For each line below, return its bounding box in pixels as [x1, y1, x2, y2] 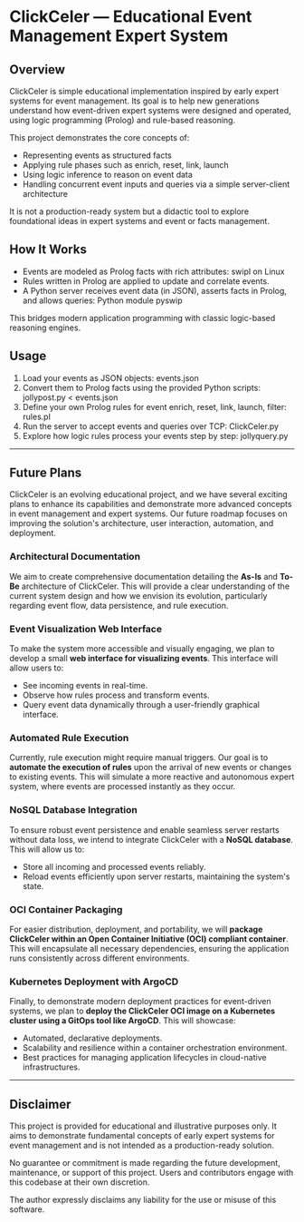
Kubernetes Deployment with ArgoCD [9, 975, 179, 988]
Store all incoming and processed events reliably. [22, 861, 206, 872]
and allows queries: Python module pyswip [22, 295, 183, 306]
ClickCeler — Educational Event [9, 6, 252, 27]
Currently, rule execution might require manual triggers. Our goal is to [9, 752, 269, 763]
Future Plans [9, 465, 82, 481]
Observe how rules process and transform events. [22, 689, 210, 700]
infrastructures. [22, 1061, 81, 1072]
